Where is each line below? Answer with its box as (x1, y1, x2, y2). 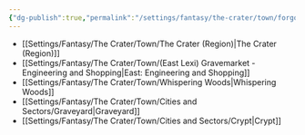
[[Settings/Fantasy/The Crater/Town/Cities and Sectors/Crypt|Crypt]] (21, 115, 281, 126)
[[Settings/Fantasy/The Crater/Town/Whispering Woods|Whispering (21, 76, 277, 87)
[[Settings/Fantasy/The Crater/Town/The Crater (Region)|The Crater (21, 38, 277, 49)
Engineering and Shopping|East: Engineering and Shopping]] (21, 67, 250, 78)
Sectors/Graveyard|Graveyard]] (21, 105, 140, 116)
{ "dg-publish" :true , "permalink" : (8, 13, 136, 23)
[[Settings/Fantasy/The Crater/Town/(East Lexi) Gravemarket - (21, 57, 256, 68)
